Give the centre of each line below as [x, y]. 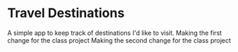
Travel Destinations [66, 13]
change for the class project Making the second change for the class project [119, 40]
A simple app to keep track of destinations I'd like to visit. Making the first [115, 33]
